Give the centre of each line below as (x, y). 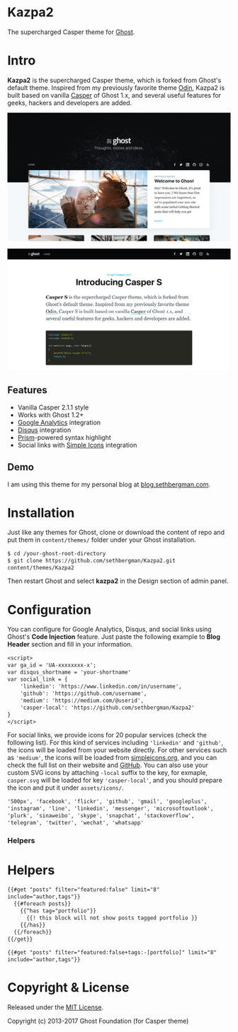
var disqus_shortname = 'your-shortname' (69, 673)
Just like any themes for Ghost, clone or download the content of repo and (116, 533)
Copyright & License (68, 988)
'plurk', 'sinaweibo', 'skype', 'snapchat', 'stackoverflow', (101, 816)
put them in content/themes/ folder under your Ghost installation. (102, 540)
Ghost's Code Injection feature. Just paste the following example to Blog (114, 637)
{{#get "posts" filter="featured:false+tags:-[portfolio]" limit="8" (112, 953)
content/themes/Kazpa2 (41, 568)
